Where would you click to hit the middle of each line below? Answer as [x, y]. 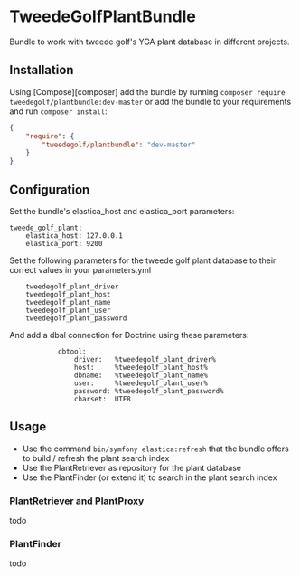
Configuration [50, 189]
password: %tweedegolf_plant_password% [149, 391]
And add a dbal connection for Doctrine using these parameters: [129, 335]
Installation [42, 70]
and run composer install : [58, 111]
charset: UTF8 [102, 399]
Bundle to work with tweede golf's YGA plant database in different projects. [150, 42]
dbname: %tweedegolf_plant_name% [141, 375]
